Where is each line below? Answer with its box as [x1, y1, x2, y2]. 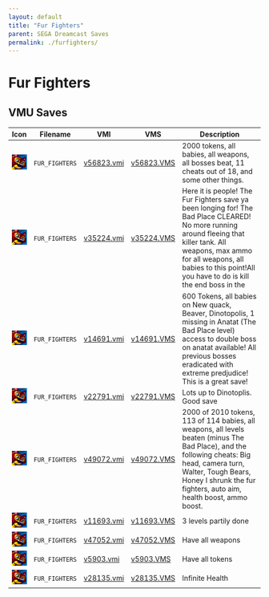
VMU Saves [8, 105, 68, 120]
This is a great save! [182, 376, 248, 386]
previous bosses [182, 351, 237, 360]
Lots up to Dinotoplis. [182, 388, 252, 397]
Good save [182, 396, 218, 405]
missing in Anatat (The [182, 317, 256, 327]
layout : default [8, 13, 62, 21]
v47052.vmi [83, 534, 125, 545]
